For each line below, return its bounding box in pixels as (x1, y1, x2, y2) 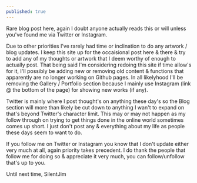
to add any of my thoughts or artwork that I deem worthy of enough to (6, 55, 176, 62)
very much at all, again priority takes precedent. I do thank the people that (6, 147, 186, 154)
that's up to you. (6, 159, 46, 166)
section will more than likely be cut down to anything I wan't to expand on (6, 104, 184, 111)
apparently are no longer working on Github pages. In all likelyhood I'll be (6, 74, 183, 81)
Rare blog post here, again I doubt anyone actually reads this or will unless (6, 25, 186, 32)
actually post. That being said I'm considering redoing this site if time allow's (6, 61, 192, 68)
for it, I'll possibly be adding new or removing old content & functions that (6, 67, 184, 74)
